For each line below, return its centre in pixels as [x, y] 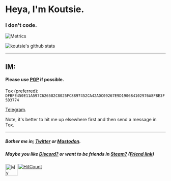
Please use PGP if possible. [35, 80]
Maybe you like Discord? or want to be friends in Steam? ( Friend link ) [80, 154]
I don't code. [21, 25]
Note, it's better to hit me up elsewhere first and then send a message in [81, 120]
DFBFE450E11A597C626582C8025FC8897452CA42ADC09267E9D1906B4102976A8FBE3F [85, 96]
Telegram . [16, 110]
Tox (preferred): [22, 91]
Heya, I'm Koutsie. [45, 9]
